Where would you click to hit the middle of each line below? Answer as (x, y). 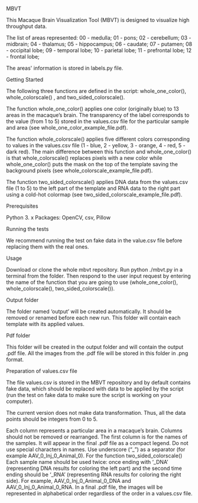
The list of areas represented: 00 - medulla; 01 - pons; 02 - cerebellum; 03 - (99, 38)
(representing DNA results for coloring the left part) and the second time (94, 468)
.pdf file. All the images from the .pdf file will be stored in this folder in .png (97, 353)
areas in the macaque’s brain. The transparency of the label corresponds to (98, 115)
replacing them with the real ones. (48, 247)
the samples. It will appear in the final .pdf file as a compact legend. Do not (97, 443)
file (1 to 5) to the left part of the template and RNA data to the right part (93, 188)
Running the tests (27, 229)
